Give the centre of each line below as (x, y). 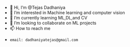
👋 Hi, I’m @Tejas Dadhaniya (38, 8)
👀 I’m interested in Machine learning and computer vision (67, 13)
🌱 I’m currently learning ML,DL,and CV (48, 18)
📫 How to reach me (30, 28)
